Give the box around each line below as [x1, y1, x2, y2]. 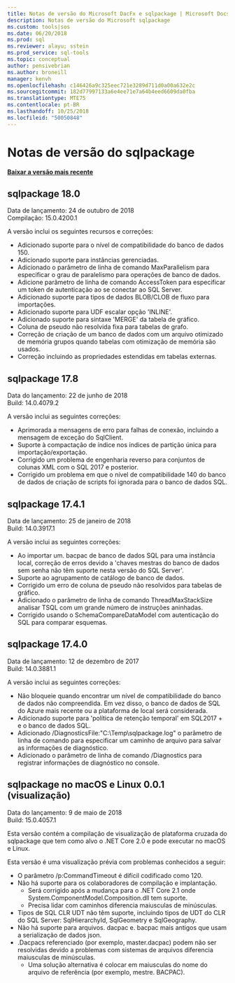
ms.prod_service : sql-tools [7, 50, 90, 57]
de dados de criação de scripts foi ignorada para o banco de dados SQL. [17, 478, 227, 486]
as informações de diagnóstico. [17, 743, 108, 752]
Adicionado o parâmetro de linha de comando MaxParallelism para [17, 263, 210, 271]
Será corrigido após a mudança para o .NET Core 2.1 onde [27, 886, 196, 894]
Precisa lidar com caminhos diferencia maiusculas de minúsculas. [27, 900, 218, 910]
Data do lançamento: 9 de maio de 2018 [7, 808, 122, 816]
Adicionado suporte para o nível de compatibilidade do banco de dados [17, 241, 224, 249]
